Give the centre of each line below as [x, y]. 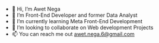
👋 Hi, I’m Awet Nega [36, 9]
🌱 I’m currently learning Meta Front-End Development [77, 21]
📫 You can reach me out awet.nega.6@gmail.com [73, 34]
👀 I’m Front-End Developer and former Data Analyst [74, 15]
